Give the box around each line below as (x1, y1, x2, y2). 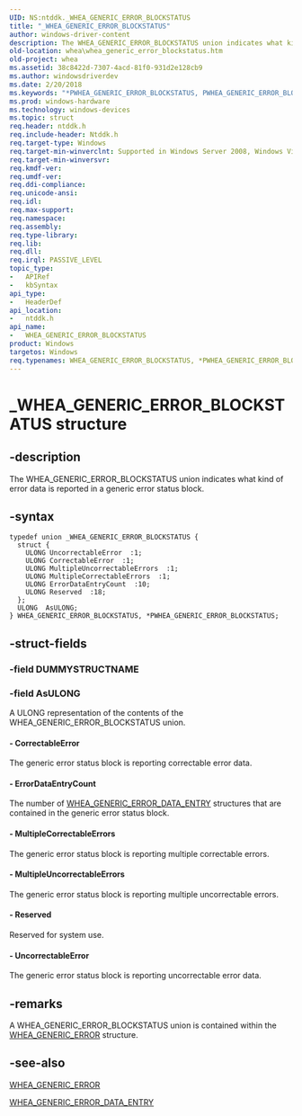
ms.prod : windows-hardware (9, 96, 111, 106)
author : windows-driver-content (9, 30, 130, 39)
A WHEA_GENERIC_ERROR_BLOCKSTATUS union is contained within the (9, 1020, 277, 1031)
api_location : (9, 306, 63, 315)
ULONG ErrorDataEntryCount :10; (25, 580, 151, 589)
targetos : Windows (9, 347, 78, 356)
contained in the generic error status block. (9, 808, 170, 818)
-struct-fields (9, 636, 87, 651)
